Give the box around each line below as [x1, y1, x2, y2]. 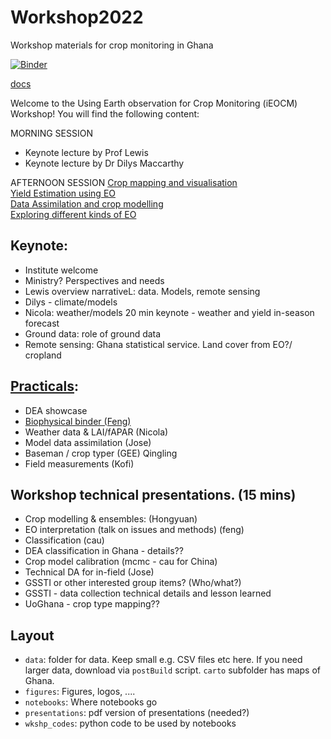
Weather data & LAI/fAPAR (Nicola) [24, 426, 169, 438]
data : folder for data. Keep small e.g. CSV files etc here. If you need [24, 654, 303, 666]
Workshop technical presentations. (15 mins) [10, 486, 297, 503]
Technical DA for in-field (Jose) [24, 566, 155, 578]
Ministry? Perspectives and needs [24, 274, 165, 286]
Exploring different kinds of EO [10, 208, 137, 220]
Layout [10, 627, 55, 644]
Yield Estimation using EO [10, 187, 117, 199]
